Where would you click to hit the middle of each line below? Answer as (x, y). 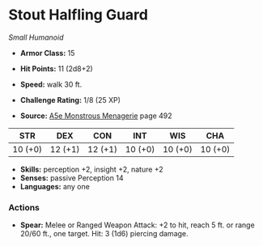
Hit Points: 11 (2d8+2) (56, 68)
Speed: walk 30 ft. (51, 84)
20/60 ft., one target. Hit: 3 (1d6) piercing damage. (104, 234)
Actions (24, 207)
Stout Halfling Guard (78, 15)
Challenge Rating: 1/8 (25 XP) (70, 100)
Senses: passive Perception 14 (72, 178)
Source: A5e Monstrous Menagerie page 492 (96, 116)
